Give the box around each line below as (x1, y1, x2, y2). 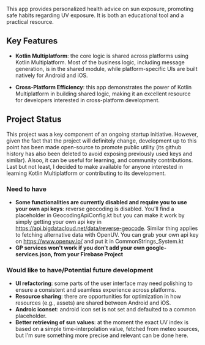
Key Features (6, 36, 58, 46)
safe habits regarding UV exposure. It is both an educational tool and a (6, 12, 184, 19)
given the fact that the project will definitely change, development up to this (6, 137, 197, 144)
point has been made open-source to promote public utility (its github (6, 143, 182, 150)
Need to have (6, 185, 47, 193)
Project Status (6, 114, 62, 125)
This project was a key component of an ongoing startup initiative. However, (6, 130, 199, 138)
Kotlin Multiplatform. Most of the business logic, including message (15, 58, 185, 66)
